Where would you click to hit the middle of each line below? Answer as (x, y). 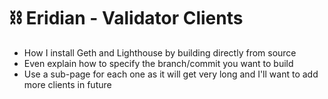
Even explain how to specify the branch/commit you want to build (158, 63)
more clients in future (67, 84)
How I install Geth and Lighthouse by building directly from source (160, 52)
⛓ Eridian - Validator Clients (126, 18)
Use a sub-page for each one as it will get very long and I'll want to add (171, 74)
